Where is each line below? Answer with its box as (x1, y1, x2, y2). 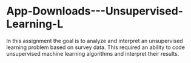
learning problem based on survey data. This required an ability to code (6, 44, 185, 51)
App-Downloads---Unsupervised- (6, 4, 184, 18)
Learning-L (6, 17, 64, 31)
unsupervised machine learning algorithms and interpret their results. (6, 50, 179, 57)
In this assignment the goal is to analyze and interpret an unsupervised (6, 37, 183, 44)
